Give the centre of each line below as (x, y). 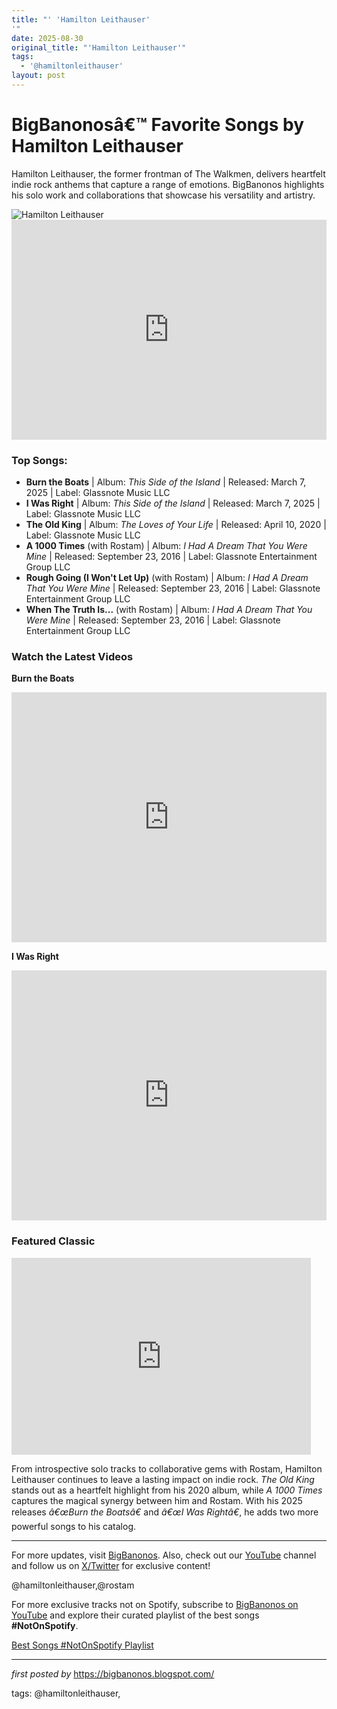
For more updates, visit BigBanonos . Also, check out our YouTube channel (164, 1555)
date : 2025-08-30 (47, 38)
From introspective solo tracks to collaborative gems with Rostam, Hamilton (167, 1468)
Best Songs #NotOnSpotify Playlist (82, 1645)
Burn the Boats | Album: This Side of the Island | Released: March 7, (166, 482)
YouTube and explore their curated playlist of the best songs (135, 1615)
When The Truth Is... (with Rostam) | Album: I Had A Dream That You (169, 610)
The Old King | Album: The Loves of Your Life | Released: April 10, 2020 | (176, 525)
